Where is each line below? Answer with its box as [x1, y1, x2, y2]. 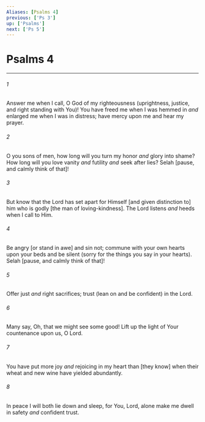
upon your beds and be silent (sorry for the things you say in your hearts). [6, 251, 192, 258]
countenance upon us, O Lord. [6, 330, 83, 337]
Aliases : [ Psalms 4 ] [6, 9, 59, 15]
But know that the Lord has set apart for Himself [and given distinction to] [6, 198, 191, 205]
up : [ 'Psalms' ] [6, 20, 45, 26]
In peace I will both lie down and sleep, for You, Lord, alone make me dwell [6, 402, 194, 409]
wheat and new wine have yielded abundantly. [6, 369, 123, 377]
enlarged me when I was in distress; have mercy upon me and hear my [6, 113, 184, 120]
